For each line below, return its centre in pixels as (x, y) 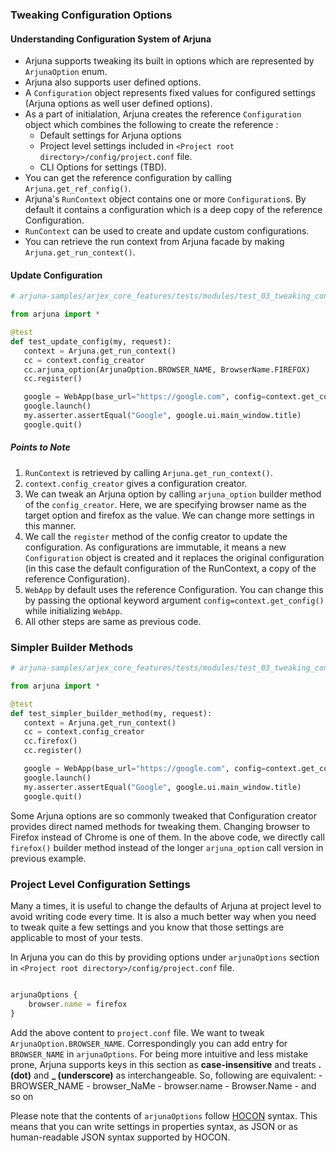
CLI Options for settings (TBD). (103, 167)
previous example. (48, 858)
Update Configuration (56, 275)
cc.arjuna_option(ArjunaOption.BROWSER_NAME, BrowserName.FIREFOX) (167, 369)
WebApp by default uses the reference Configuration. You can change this (174, 589)
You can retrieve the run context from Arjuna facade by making (154, 242)
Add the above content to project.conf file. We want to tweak (137, 1032)
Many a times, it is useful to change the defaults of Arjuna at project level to (166, 905)
